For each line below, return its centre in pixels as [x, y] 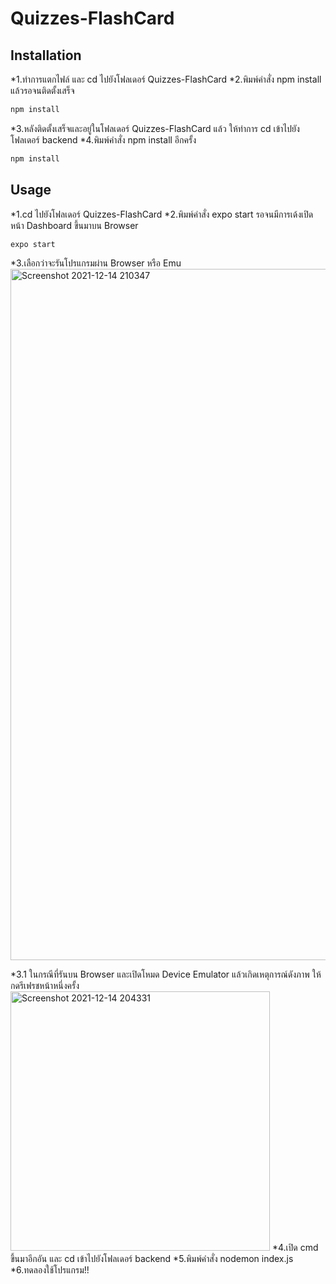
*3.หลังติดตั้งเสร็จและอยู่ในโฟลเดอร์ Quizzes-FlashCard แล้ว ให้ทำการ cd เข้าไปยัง [155, 128]
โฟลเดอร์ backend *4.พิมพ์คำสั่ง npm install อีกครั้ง [103, 139]
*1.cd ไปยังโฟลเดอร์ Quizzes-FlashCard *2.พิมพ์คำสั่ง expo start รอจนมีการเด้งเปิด [162, 214]
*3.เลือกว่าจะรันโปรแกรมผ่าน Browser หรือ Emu [96, 263]
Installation [46, 55]
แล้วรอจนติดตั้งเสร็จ [42, 90]
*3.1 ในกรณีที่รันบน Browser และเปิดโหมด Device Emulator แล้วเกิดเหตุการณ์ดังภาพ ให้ [166, 974]
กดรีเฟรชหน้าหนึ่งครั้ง [45, 986]
